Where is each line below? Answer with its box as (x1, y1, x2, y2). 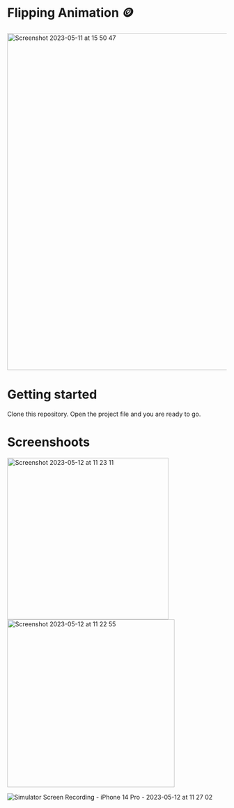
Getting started (7, 387, 97, 403)
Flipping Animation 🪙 (7, 5, 134, 21)
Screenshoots (7, 434, 91, 450)
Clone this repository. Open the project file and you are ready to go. (7, 410, 201, 418)
